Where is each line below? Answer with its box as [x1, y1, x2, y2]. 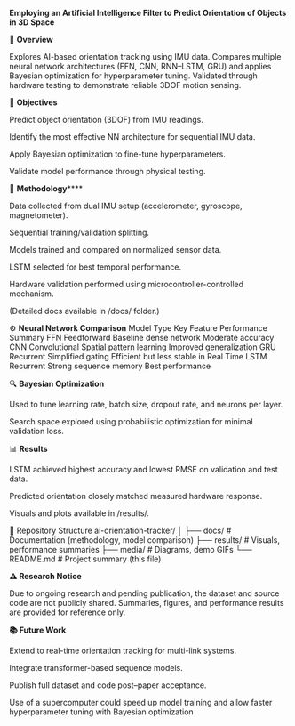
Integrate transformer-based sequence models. [9, 663, 184, 673]
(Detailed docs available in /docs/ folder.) [9, 306, 160, 316]
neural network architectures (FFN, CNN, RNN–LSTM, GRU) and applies [9, 61, 272, 71]
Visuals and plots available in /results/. [9, 508, 149, 519]
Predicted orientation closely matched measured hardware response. [9, 491, 263, 501]
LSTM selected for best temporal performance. [9, 262, 182, 272]
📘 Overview [9, 35, 53, 44]
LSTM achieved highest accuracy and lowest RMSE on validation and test [9, 464, 278, 474]
